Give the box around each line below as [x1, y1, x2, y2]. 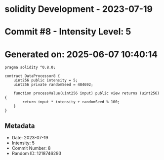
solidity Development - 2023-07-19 [4, 3, 153, 15]
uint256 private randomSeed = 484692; [13, 82, 93, 87]
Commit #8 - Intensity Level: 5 [4, 26, 131, 38]
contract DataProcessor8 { [4, 74, 60, 79]
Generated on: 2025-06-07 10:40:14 [4, 48, 158, 60]
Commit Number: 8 [11, 145, 51, 151]
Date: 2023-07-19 [11, 135, 48, 141]
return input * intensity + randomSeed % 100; [22, 100, 120, 105]
